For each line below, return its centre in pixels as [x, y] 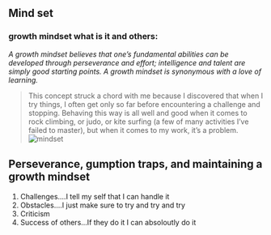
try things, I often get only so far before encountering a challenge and [144, 104]
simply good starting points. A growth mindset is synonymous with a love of [135, 71]
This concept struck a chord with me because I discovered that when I [146, 96]
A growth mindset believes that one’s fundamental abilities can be [119, 54]
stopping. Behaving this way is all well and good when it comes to [138, 113]
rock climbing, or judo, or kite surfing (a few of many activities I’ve [138, 122]
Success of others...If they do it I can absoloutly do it [108, 222]
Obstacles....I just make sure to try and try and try [103, 205]
